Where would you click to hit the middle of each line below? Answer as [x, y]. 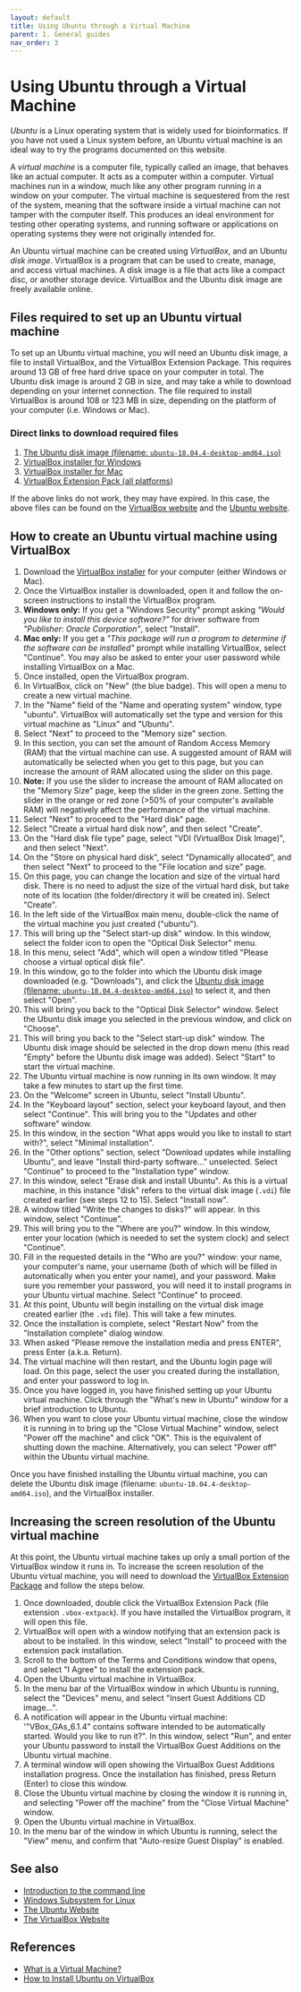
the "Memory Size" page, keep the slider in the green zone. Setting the [153, 791]
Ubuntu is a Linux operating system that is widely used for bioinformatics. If [149, 131]
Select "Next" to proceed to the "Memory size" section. [125, 734]
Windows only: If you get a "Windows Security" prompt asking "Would [154, 610]
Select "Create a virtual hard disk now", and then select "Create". [142, 829]
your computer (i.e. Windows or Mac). [80, 410]
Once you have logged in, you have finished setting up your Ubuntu [147, 1390]
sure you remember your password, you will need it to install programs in [157, 1285]
